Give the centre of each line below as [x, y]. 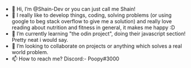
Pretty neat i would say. [40, 40]
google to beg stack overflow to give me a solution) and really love [92, 21]
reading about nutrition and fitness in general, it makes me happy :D [93, 27]
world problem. [30, 52]
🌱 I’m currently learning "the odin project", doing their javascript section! [98, 34]
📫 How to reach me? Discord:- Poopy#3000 [65, 59]
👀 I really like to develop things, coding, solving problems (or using [92, 15]
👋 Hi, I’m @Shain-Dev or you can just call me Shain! [74, 9]
